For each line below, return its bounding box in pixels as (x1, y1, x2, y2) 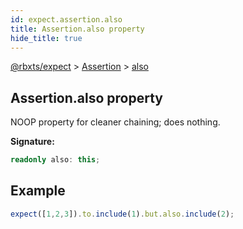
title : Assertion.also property (10, 24, 145, 34)
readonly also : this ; (10, 155, 101, 165)
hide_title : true (10, 33, 83, 43)
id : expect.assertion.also (10, 14, 123, 25)
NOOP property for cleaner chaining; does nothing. (10, 116, 221, 128)
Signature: (10, 136, 55, 148)
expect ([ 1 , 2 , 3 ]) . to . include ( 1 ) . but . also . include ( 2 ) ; (10, 209, 235, 219)
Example (10, 182, 66, 200)
